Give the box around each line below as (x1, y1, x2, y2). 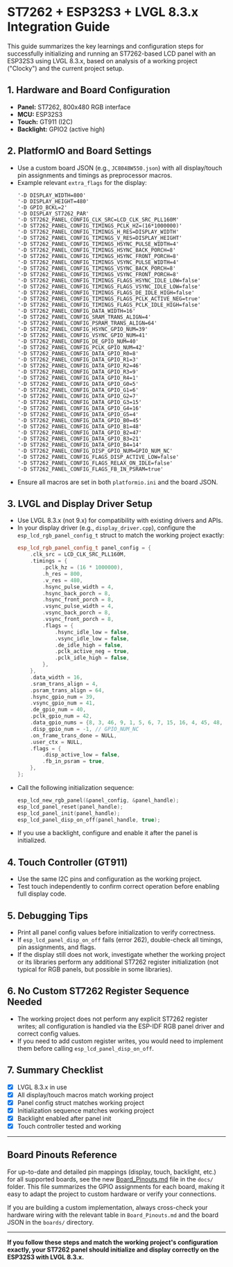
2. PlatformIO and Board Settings (7, 145, 152, 157)
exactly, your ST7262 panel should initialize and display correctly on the (7, 1245, 220, 1254)
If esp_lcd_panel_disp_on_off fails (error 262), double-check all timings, (17, 936, 223, 944)
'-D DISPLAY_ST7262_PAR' (17, 210, 89, 217)
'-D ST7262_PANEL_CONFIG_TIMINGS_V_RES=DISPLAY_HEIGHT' (17, 234, 182, 241)
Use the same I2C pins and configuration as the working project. (17, 875, 202, 883)
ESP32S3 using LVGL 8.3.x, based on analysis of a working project (7, 56, 198, 65)
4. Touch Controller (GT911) (7, 856, 128, 868)
